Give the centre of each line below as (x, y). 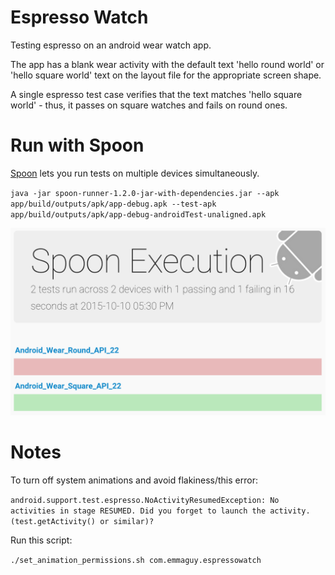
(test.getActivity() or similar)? (82, 522)
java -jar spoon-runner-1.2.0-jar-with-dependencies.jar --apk (145, 193)
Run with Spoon (77, 145)
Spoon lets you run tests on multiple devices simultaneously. (135, 173)
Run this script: (41, 540)
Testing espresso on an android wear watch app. (111, 45)
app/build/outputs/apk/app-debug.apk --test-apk (113, 204)
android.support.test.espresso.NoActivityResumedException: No (145, 501)
